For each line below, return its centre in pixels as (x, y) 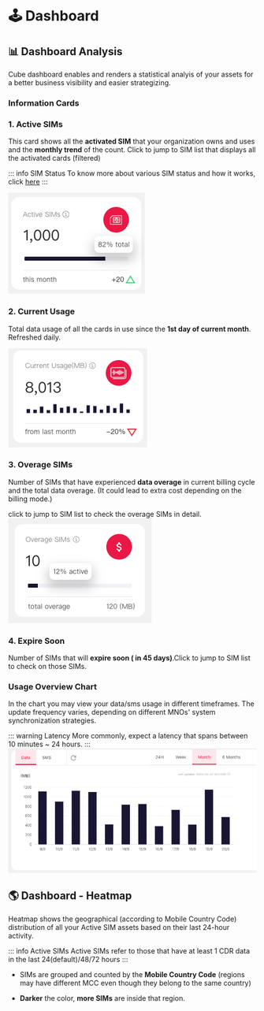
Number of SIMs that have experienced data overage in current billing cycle (132, 481)
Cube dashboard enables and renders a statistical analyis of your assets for (131, 74)
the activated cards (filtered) (54, 158)
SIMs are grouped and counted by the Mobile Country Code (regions (132, 974)
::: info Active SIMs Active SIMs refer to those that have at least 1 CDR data (129, 950)
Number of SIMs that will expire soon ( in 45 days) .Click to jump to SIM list (129, 658)
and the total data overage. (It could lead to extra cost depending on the (125, 490)
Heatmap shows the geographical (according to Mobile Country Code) (123, 919)
